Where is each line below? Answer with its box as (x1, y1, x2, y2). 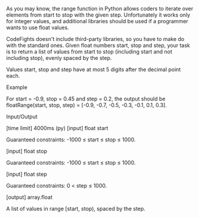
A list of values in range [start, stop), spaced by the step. (6, 205, 146, 212)
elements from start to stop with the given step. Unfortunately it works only (6, 11, 191, 18)
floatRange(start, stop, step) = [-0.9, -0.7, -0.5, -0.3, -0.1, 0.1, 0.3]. (6, 102, 167, 109)
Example (6, 84, 28, 91)
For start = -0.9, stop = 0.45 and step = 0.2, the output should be (6, 95, 166, 102)
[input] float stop (6, 148, 48, 154)
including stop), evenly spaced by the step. (6, 55, 112, 61)
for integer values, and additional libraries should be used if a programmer (6, 18, 189, 24)
